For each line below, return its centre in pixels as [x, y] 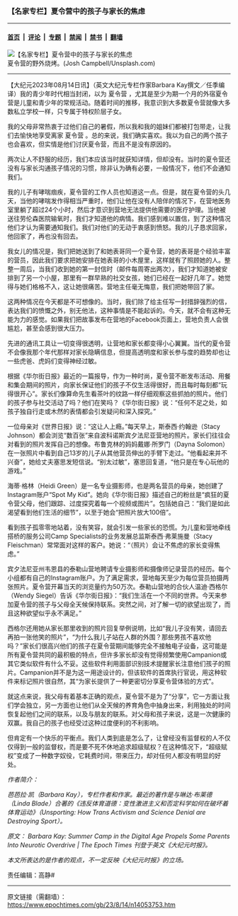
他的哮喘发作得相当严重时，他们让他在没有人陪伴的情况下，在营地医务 [128, 200]
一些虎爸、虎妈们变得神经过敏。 [54, 361]
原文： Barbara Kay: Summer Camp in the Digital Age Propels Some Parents [119, 836]
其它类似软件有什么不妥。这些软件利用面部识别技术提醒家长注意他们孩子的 [116, 663]
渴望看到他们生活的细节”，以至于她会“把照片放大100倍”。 [91, 512]
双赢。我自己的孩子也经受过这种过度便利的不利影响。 [85, 723]
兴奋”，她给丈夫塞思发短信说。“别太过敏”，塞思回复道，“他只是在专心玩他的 [118, 462]
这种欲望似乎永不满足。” [47, 613]
